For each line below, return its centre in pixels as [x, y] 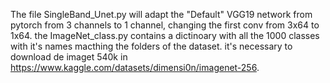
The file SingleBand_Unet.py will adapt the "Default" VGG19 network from [161, 14]
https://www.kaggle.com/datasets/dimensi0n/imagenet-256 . [135, 67]
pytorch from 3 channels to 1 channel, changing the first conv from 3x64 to [165, 25]
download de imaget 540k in [69, 57]
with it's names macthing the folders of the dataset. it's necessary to [151, 46]
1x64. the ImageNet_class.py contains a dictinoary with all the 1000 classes [165, 35]
